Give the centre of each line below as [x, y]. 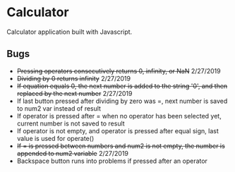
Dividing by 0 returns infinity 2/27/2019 [74, 78]
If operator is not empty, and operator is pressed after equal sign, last [118, 130]
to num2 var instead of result [59, 108]
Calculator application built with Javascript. [70, 32]
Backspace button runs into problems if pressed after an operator [112, 161]
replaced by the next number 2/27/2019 [74, 93]
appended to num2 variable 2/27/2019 [72, 153]
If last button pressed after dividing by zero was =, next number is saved [122, 101]
